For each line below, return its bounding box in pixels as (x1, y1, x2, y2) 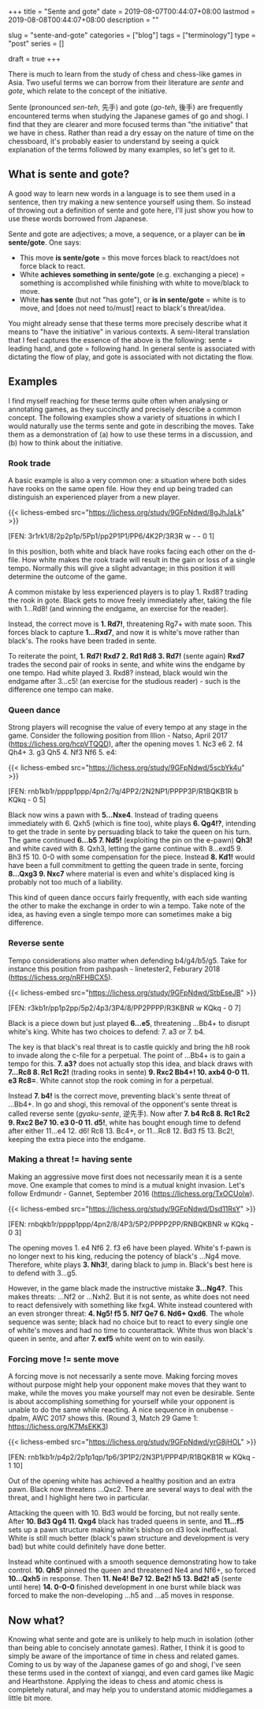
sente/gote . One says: (8, 237, 81, 247)
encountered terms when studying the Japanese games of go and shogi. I (8, 111, 248, 121)
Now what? (8, 1613, 65, 1627)
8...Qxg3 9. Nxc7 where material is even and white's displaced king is (8, 869, 235, 879)
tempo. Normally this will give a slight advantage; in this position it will (8, 563, 236, 573)
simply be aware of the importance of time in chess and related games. (8, 1651, 240, 1661)
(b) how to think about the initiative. (8, 438, 124, 447)
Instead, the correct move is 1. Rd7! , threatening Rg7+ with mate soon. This (8, 619, 252, 629)
